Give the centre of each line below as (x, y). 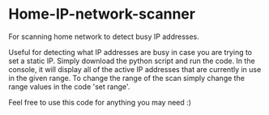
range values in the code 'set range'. (69, 87)
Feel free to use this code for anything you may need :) (100, 102)
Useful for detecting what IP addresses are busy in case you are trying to (130, 52)
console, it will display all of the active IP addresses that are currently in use (135, 69)
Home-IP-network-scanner (102, 14)
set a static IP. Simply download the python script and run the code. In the (132, 61)
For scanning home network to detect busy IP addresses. (104, 36)
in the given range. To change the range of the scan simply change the (127, 78)
